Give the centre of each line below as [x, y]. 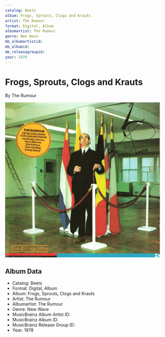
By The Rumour [21, 95]
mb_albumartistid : [24, 42]
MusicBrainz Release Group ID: [43, 325]
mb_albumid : [17, 47]
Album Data [24, 271]
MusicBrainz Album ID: [35, 320]
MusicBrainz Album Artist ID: [41, 314]
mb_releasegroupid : [25, 52]
